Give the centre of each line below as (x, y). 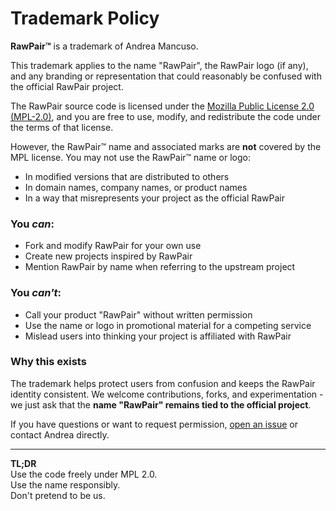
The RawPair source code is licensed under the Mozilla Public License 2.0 (162, 106)
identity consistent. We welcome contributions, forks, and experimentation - (167, 394)
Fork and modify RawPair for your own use (113, 246)
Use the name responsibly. (65, 484)
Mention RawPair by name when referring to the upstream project (160, 267)
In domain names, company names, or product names (136, 187)
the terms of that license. (62, 127)
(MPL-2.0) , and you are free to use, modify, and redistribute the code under (165, 116)
